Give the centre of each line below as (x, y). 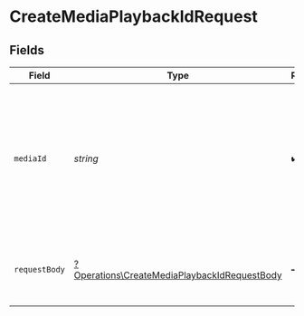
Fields (27, 50)
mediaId (30, 159)
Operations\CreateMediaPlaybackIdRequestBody (178, 275)
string (86, 158)
